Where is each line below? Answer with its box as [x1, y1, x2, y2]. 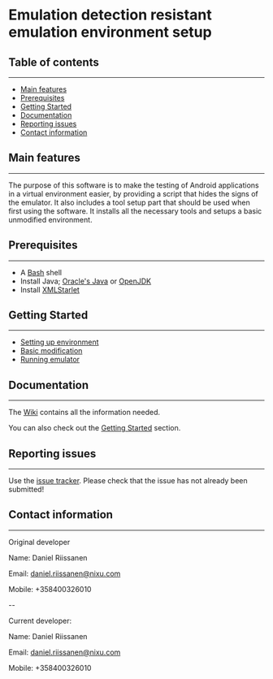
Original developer [8, 537, 71, 547]
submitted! [8, 485, 45, 495]
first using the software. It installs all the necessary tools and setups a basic [8, 205, 262, 216]
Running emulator [19, 355, 80, 365]
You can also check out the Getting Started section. [8, 423, 181, 433]
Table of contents [8, 55, 99, 69]
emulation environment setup [8, 23, 213, 41]
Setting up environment [19, 337, 99, 347]
